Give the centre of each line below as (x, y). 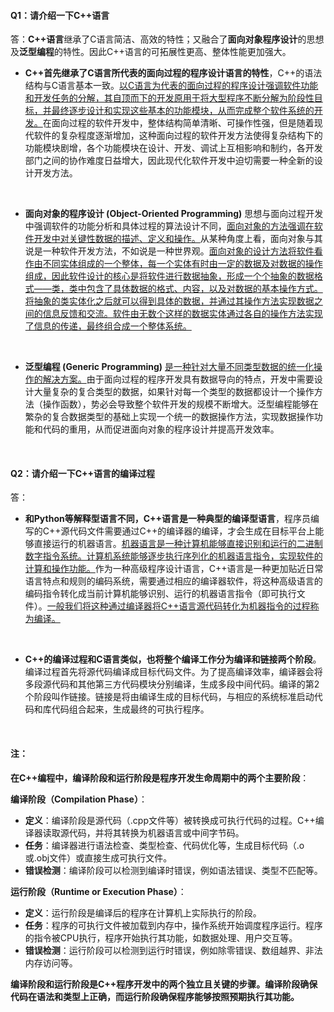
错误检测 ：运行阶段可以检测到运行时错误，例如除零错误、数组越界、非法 (173, 950)
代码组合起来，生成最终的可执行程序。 (130, 709)
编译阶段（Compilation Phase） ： (79, 799)
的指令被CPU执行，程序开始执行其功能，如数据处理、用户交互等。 (161, 937)
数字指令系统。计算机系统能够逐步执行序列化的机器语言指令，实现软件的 (173, 556)
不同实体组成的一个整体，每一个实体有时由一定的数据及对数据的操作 (182, 264)
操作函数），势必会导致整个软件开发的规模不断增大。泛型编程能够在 (180, 404)
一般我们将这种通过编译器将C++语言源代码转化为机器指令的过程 (178, 606)
